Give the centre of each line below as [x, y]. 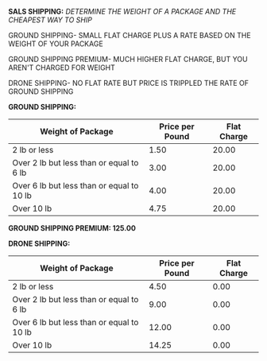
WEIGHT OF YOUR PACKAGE [56, 44]
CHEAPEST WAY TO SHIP [50, 20]
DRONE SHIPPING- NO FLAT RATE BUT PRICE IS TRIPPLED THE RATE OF [128, 83]
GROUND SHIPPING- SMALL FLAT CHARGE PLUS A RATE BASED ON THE [130, 35]
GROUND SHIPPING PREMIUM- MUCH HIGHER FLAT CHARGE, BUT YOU [128, 59]
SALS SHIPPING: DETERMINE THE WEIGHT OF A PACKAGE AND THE [122, 12]
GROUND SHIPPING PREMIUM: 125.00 [72, 228]
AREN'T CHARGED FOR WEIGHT [62, 68]
